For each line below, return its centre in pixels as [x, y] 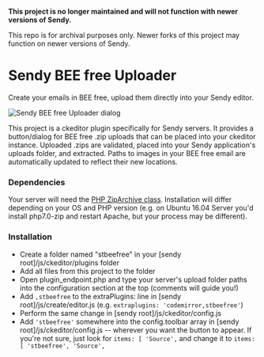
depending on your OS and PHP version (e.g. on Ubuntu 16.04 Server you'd [131, 208]
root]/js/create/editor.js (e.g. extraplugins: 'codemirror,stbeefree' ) [131, 305]
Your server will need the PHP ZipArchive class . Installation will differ [120, 199]
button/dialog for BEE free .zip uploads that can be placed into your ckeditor [132, 136]
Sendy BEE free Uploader [92, 76]
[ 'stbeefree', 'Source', [62, 346]
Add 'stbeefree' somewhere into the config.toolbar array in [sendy [129, 321]
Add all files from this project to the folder [87, 271]
